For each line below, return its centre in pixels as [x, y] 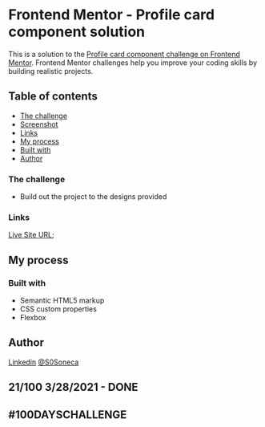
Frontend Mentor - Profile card [111, 15]
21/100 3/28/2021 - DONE [73, 387]
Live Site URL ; [31, 235]
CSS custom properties [58, 309]
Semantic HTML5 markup [62, 301]
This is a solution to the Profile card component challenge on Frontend [124, 54]
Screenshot [39, 124]
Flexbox [33, 318]
